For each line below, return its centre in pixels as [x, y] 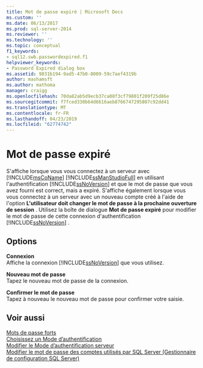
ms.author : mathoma [31, 85]
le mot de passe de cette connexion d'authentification [74, 216]
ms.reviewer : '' [27, 34]
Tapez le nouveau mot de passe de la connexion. [68, 281]
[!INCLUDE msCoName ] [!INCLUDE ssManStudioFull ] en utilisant [85, 178]
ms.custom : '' [24, 18]
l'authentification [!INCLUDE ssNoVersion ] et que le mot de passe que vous [99, 184]
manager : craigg [27, 91]
